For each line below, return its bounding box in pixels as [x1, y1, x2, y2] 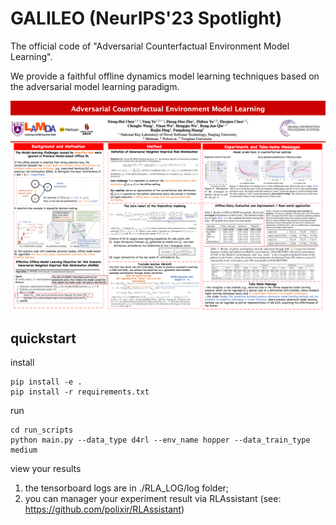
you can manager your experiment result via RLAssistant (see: [24, 493, 282, 505]
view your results [10, 463, 82, 475]
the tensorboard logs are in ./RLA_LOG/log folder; [24, 482, 230, 494]
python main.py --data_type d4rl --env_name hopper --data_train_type [10, 435, 311, 446]
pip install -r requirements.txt [10, 387, 150, 397]
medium [10, 445, 38, 456]
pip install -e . [10, 377, 83, 387]
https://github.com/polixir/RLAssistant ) [24, 503, 185, 516]
